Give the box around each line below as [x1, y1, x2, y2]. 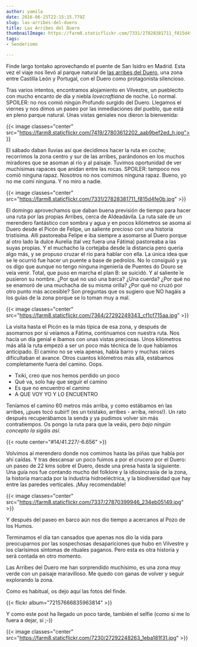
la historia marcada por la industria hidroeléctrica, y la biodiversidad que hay [6, 474, 191, 481]
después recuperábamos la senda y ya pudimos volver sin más [6, 415, 158, 422]
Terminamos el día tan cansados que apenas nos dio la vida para [6, 534, 163, 541]
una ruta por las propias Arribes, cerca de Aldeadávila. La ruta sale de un [6, 213, 183, 220]
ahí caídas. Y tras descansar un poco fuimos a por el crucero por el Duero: [6, 456, 186, 463]
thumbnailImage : [6, 31, 46, 36]
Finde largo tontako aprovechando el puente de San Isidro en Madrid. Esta [6, 62, 186, 69]
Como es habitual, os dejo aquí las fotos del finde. [6, 588, 127, 595]
